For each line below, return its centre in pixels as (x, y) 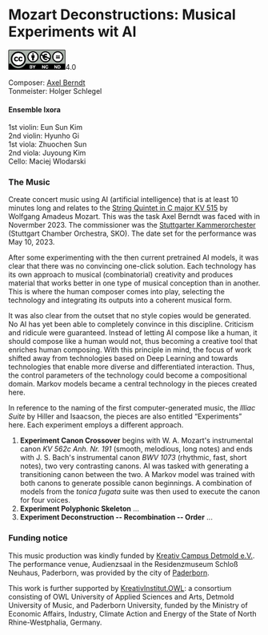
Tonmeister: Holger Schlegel (55, 91)
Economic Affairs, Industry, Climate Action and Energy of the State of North (132, 613)
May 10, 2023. (32, 242)
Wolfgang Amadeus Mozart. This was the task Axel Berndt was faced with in (134, 216)
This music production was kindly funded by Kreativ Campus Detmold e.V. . (132, 556)
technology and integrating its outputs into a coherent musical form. (120, 300)
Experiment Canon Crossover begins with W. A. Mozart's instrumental (136, 441)
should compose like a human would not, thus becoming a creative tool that (133, 342)
